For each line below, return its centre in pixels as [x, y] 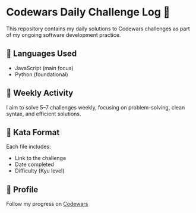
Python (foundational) [41, 74]
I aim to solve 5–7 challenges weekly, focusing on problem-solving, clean [96, 107]
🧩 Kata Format [33, 132]
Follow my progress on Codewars [47, 204]
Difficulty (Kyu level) [39, 171]
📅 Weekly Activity [40, 93]
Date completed [34, 165]
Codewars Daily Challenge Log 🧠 [88, 12]
